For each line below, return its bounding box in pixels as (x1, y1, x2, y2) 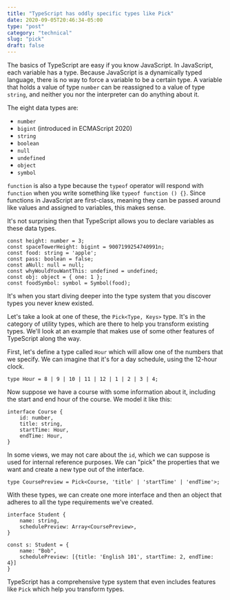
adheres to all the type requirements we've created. (7, 498, 154, 506)
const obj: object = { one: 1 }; (7, 273, 103, 280)
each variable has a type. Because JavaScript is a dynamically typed (7, 68, 202, 76)
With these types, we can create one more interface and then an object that (7, 490, 222, 499)
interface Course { (7, 408, 63, 415)
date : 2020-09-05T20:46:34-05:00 (7, 17, 103, 23)
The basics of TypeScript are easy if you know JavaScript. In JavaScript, (7, 61, 213, 69)
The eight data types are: (7, 104, 79, 112)
